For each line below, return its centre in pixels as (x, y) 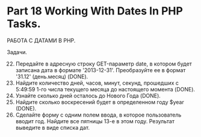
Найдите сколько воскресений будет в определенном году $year (100, 102)
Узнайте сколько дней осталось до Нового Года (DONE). (88, 96)
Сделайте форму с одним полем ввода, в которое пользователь (98, 115)
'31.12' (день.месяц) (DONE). (52, 76)
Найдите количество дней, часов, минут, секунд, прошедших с (97, 83)
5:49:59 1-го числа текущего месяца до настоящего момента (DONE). (105, 89)
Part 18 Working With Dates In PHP (95, 11)
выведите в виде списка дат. (52, 127)
